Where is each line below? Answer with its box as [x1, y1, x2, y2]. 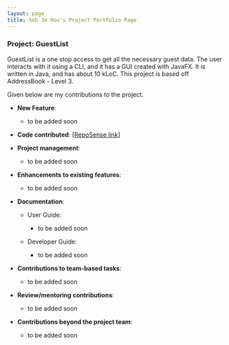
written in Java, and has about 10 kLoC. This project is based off [7, 70, 189, 78]
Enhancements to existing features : [17, 170, 122, 179]
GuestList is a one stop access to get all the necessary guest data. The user [7, 55, 222, 63]
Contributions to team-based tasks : [17, 264, 122, 273]
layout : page [7, 10, 45, 17]
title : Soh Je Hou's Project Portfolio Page [7, 17, 137, 23]
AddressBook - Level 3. [7, 77, 74, 85]
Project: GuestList [7, 39, 69, 49]
